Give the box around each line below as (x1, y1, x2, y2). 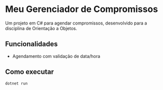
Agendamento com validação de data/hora (12, 53, 101, 59)
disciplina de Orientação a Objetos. (5, 25, 77, 31)
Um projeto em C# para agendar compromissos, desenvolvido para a (5, 20, 147, 26)
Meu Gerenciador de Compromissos (5, 3, 158, 15)
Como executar (5, 67, 54, 76)
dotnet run (5, 81, 28, 86)
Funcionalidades (5, 40, 58, 48)
